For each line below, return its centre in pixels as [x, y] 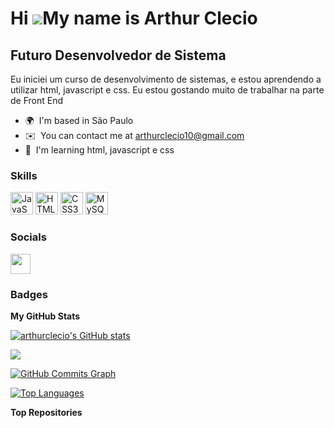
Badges [29, 294]
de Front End [37, 100]
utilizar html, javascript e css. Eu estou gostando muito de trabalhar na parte [167, 90]
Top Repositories [46, 412]
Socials [28, 237]
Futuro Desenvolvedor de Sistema [118, 55]
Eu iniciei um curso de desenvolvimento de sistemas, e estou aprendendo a [166, 79]
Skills [24, 175]
